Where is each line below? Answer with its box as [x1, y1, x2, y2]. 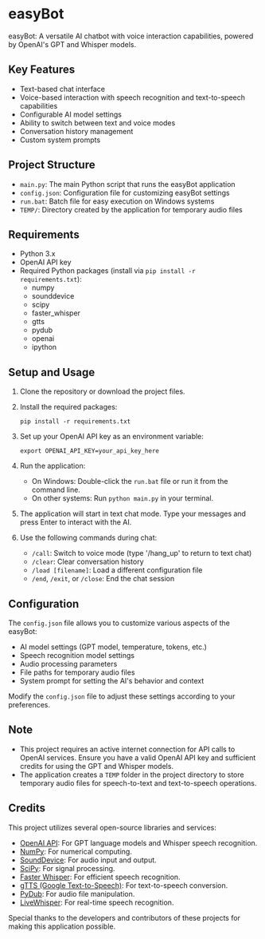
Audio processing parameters [19, 660, 118, 668]
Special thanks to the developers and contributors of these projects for [8, 913, 241, 922]
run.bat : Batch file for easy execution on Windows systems [19, 196, 215, 206]
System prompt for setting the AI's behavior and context [19, 676, 205, 685]
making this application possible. [8, 921, 116, 931]
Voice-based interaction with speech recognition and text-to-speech [19, 93, 245, 102]
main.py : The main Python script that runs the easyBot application [19, 179, 236, 188]
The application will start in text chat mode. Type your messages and [19, 509, 247, 519]
